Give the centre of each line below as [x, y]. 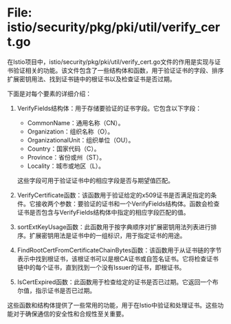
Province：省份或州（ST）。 [66, 157]
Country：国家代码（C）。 [64, 149]
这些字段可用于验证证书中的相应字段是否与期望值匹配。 [95, 180]
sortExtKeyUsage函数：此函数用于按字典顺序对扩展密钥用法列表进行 [114, 227]
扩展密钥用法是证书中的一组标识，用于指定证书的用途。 [108, 235]
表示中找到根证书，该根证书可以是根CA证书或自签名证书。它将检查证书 [118, 259]
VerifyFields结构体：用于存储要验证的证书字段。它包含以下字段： [109, 108]
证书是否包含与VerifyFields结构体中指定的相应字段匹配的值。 [103, 212]
